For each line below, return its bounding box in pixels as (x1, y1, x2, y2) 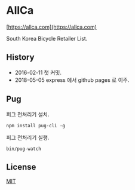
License (6, 162, 36, 172)
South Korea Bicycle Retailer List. (6, 35, 88, 42)
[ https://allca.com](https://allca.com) (6, 23, 97, 30)
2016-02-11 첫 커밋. (14, 69, 62, 76)
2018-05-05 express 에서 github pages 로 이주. (14, 76, 130, 84)
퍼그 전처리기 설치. (6, 111, 50, 118)
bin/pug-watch (6, 146, 42, 152)
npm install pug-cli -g (6, 122, 66, 128)
